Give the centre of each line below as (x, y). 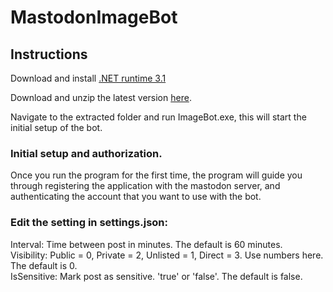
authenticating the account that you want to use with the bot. (136, 197)
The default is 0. (44, 265)
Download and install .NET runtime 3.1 (88, 78)
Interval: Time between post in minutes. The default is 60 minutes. (146, 244)
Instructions (49, 54)
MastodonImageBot (94, 17)
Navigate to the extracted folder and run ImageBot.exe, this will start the (158, 117)
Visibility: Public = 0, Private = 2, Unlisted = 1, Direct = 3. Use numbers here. (167, 255)
